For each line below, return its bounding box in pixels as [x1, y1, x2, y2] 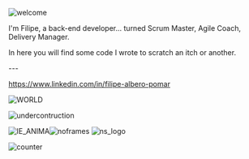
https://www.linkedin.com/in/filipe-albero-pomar [8, 79, 170, 88]
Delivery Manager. [8, 32, 70, 41]
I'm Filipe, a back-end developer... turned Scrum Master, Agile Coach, [8, 24, 242, 32]
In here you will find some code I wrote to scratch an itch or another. [8, 48, 237, 57]
